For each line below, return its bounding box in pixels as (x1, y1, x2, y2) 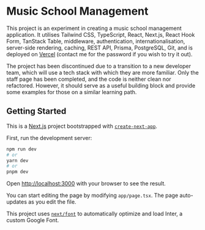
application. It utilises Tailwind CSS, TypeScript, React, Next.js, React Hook (6, 31, 195, 38)
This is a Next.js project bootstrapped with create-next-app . (6, 122, 158, 130)
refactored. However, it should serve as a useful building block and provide (6, 81, 196, 89)
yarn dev (6, 157, 29, 163)
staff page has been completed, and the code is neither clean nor (6, 75, 171, 83)
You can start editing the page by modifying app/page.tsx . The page (6, 191, 179, 199)
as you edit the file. (28, 198, 76, 206)
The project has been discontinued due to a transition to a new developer (6, 62, 192, 70)
